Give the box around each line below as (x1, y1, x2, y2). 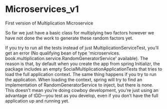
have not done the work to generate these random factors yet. (5, 35, 133, 41)
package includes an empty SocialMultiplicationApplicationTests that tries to (5, 66, 162, 72)
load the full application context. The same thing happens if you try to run (5, 71, 156, 77)
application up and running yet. (5, 97, 69, 103)
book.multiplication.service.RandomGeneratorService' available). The (5, 55, 148, 61)
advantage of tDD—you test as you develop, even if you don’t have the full (5, 92, 158, 98)
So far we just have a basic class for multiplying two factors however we (5, 29, 154, 35)
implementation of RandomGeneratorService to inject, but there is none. (5, 81, 153, 88)
